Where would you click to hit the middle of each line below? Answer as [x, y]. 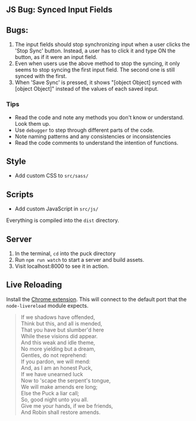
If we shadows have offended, [58, 317]
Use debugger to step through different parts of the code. [84, 130]
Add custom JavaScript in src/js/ [57, 209]
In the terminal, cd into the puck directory [65, 253]
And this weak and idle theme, [58, 342]
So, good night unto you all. [55, 400]
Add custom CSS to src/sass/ [52, 176]
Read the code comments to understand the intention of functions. [97, 143]
